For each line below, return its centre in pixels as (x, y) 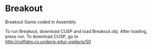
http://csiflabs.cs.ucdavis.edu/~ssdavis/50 (48, 41)
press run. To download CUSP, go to (42, 36)
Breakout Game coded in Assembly (41, 22)
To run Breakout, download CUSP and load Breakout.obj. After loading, (76, 31)
